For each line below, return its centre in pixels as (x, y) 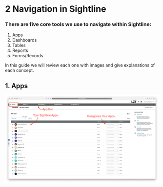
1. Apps (17, 86)
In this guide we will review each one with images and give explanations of (80, 65)
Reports (20, 50)
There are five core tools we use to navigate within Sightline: (78, 24)
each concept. (20, 70)
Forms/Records (28, 56)
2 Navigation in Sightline (56, 9)
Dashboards (24, 40)
